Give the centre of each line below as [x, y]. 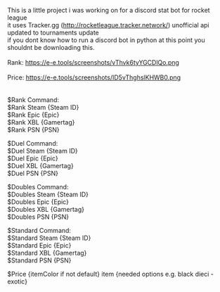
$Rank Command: [33, 100]
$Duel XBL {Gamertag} [40, 166]
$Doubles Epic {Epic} [38, 202]
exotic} [18, 281]
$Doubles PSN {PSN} [38, 217]
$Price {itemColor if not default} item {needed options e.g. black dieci [108, 274]
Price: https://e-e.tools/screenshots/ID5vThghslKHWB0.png [94, 77]
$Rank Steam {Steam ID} [43, 107]
